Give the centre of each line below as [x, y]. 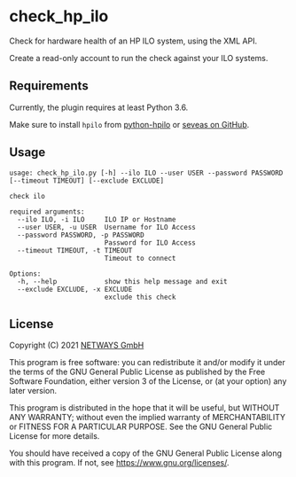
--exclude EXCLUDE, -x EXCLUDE [75, 289]
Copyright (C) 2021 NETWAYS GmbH [77, 345]
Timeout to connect [140, 258]
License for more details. [55, 436]
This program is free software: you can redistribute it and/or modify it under [147, 363]
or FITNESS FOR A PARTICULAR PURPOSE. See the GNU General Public [141, 426]
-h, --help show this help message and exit [122, 281]
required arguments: [47, 211]
